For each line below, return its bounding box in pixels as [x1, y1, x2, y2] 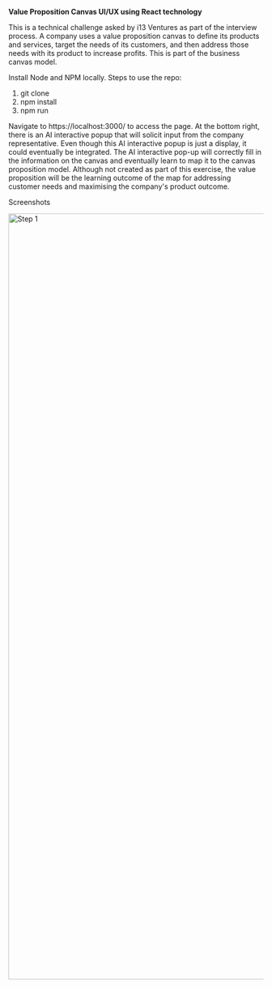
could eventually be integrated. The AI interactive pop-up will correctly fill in [8, 148, 261, 156]
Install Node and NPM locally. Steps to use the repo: [8, 73, 182, 82]
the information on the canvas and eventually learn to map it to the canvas [8, 156, 256, 165]
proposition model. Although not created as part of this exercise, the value [8, 165, 257, 173]
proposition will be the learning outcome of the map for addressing [8, 173, 232, 182]
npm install [19, 97, 57, 106]
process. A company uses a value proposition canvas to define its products [8, 32, 260, 41]
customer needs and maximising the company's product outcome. [8, 182, 230, 191]
